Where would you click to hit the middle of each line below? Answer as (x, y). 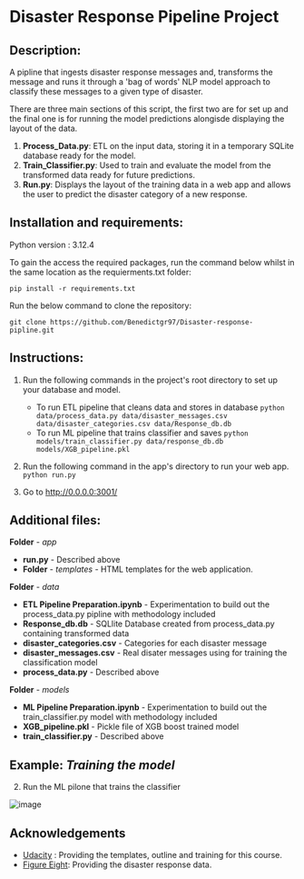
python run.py (49, 474)
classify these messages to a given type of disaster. (107, 91)
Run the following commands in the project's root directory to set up (150, 380)
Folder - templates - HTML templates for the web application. (137, 569)
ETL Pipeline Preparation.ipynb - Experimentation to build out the (146, 604)
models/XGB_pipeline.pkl (83, 449)
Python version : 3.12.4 (52, 245)
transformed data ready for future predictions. (108, 175)
